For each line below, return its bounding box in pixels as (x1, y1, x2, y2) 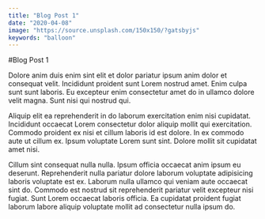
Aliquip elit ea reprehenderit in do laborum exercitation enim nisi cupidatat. (8, 111, 252, 121)
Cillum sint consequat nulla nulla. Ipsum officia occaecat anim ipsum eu (8, 160, 241, 170)
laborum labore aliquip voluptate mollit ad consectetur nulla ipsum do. (8, 202, 236, 212)
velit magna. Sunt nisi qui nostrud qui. (8, 96, 131, 105)
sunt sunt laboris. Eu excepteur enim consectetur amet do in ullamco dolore (8, 88, 255, 97)
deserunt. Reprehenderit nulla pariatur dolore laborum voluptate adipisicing (8, 168, 253, 178)
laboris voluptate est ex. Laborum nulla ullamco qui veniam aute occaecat (8, 177, 248, 187)
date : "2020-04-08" (8, 19, 73, 27)
